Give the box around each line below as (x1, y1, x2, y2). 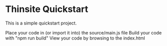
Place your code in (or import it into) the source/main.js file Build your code (5, 29, 162, 35)
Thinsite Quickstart (5, 3, 89, 15)
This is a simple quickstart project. (5, 20, 77, 26)
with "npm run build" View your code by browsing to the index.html (5, 35, 145, 41)
